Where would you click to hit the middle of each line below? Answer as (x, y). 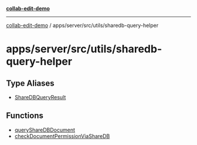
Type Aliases (30, 83)
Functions (25, 116)
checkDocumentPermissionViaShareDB (62, 136)
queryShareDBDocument (45, 130)
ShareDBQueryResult (40, 97)
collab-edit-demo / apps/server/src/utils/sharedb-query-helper (82, 25)
